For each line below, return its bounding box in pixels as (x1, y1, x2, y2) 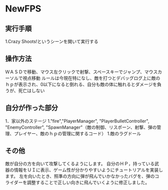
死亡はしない (18, 87, 45, 93)
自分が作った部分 (5, 104, 58, 112)
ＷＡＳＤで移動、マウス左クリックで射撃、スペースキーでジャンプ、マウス (5, 69, 158, 75)
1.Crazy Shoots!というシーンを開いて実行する (5, 39, 99, 44)
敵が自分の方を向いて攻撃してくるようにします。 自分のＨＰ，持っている (5, 161, 155, 167)
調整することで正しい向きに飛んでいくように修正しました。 (27, 179, 150, 185)
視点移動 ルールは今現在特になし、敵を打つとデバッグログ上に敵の (22, 75, 160, 81)
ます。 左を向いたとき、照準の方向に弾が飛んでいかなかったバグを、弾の (5, 173, 155, 179)
